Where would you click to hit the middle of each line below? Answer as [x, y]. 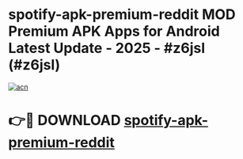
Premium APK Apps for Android [114, 31]
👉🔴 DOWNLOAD [65, 121]
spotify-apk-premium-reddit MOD [122, 15]
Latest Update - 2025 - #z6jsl [107, 48]
